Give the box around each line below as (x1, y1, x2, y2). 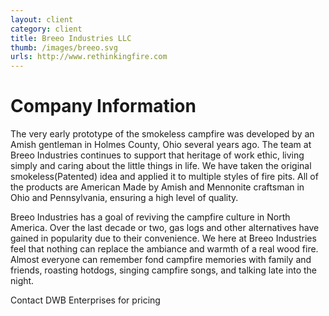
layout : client (10, 14, 74, 25)
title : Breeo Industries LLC (10, 33, 132, 43)
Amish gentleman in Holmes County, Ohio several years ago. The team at (10, 139, 312, 151)
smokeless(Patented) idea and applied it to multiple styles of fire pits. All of (10, 171, 319, 183)
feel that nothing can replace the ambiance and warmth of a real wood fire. (10, 243, 319, 255)
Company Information (10, 95, 197, 118)
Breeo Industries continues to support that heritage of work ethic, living (10, 149, 305, 161)
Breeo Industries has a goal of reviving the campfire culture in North (10, 211, 291, 223)
